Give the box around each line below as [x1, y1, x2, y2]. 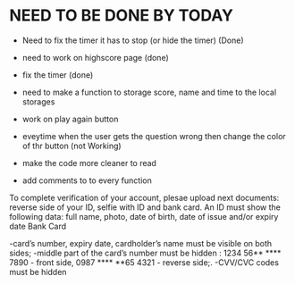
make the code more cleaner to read [21, 157, 156, 168]
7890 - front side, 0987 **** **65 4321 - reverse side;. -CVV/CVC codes [9, 256, 280, 268]
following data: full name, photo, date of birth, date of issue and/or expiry [9, 211, 279, 221]
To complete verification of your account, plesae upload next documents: [9, 192, 280, 203]
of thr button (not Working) [21, 140, 122, 151]
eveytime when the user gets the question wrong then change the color [21, 130, 286, 141]
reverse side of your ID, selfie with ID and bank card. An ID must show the [9, 202, 282, 213]
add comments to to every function [21, 175, 152, 186]
